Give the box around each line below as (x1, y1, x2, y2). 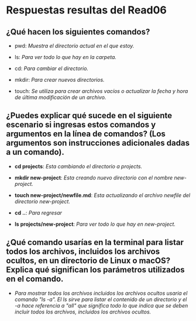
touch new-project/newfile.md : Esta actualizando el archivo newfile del (14, 191, 191, 199)
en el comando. (6, 274, 64, 284)
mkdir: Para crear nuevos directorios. (14, 77, 105, 83)
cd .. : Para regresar (14, 209, 63, 216)
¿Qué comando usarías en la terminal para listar (6, 237, 184, 247)
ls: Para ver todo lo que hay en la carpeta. (14, 54, 117, 60)
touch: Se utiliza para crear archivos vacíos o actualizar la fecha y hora (14, 88, 188, 94)
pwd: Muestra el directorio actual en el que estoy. (14, 42, 135, 49)
